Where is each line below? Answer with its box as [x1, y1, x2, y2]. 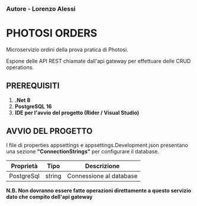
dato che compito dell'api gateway [6, 194, 93, 201]
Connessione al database [67, 172, 138, 180]
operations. [6, 64, 34, 71]
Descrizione [85, 162, 120, 170]
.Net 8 [14, 96, 31, 103]
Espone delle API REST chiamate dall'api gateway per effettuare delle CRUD [6, 57, 191, 64]
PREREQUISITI [6, 81, 60, 91]
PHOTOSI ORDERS [6, 27, 98, 40]
